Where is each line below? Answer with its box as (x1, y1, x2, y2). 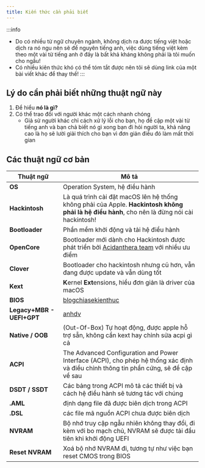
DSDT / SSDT (9, 385, 49, 394)
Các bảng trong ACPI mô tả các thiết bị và (63, 382, 183, 390)
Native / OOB (9, 331, 48, 340)
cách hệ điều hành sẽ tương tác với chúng (63, 389, 184, 398)
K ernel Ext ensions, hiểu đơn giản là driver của (63, 278, 195, 287)
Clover (9, 264, 29, 273)
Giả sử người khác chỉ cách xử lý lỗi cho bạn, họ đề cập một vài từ (24, 117, 190, 124)
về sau (63, 371, 82, 380)
